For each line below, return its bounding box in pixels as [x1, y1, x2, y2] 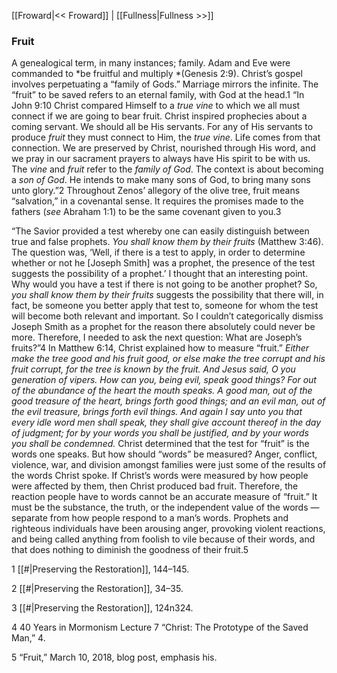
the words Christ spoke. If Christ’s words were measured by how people [11, 470, 309, 482]
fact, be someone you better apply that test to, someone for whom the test [11, 300, 319, 312]
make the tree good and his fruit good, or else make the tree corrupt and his [11, 353, 326, 365]
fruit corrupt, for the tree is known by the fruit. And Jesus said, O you [11, 363, 296, 375]
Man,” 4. [11, 632, 46, 644]
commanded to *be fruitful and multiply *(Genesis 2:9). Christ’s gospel [11, 68, 303, 80]
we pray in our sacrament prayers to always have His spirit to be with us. [11, 153, 311, 165]
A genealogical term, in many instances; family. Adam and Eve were [11, 57, 291, 69]
